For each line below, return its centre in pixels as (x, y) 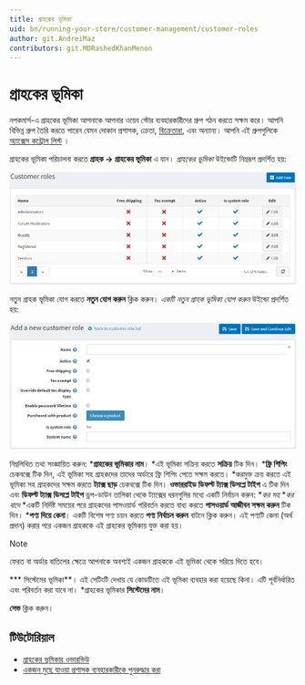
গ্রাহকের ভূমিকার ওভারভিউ (56, 659)
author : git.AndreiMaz (52, 38)
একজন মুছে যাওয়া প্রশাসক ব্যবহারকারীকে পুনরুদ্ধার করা (91, 669)
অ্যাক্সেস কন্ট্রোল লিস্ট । (40, 140)
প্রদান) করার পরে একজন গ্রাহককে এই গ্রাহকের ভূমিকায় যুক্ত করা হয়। (97, 525)
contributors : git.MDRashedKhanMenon (81, 48)
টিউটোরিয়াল (32, 637)
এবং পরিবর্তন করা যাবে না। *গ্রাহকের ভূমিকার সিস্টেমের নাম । (87, 590)
